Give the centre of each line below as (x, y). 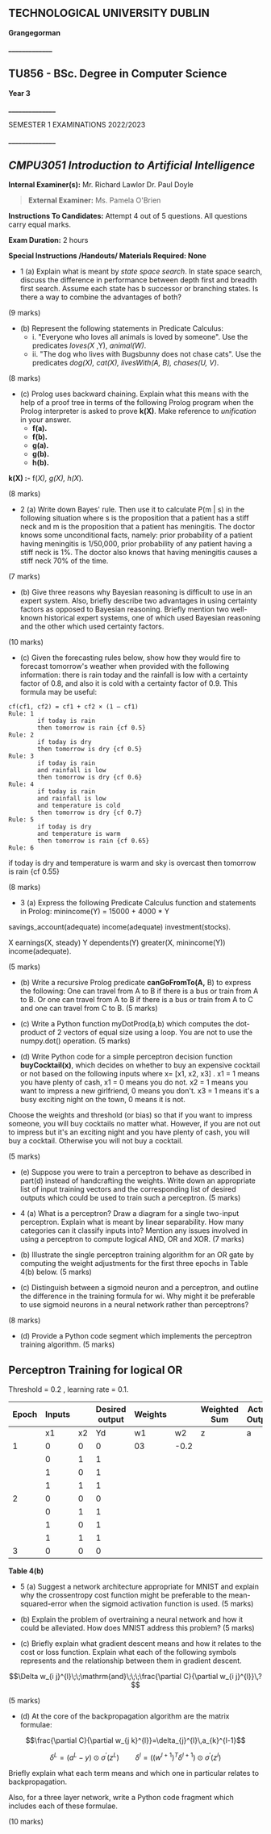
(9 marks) (25, 313)
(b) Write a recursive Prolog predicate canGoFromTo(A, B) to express (135, 983)
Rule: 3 (21, 756)
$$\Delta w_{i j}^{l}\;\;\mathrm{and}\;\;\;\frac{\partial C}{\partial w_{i (121, 1677)
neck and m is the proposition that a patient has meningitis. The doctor (138, 527)
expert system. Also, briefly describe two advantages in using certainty (139, 601)
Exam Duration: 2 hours (48, 240)
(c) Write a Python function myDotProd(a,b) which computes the (127, 1024)
